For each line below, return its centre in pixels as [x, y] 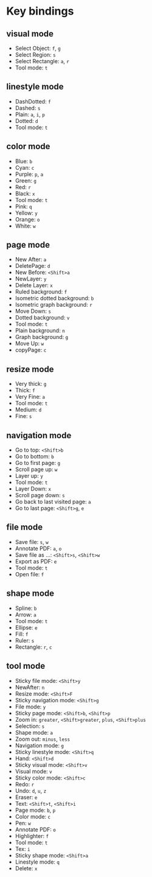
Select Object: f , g [38, 48]
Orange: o [27, 219]
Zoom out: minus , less [43, 739]
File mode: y [30, 707]
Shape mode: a [34, 732]
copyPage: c [31, 350]
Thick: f [25, 390]
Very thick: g [31, 384]
